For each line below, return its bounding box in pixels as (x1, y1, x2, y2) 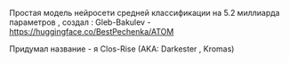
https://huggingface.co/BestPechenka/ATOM (9, 27, 174, 36)
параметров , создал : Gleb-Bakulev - (9, 17, 151, 28)
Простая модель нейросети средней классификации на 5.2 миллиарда (9, 8, 280, 18)
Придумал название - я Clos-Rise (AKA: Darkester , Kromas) (9, 43, 235, 54)
